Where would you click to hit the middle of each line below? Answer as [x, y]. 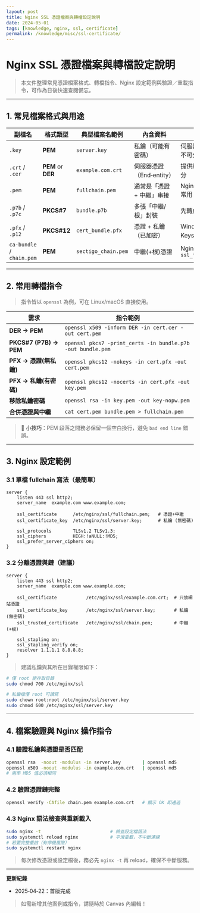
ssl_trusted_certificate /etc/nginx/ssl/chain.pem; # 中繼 [103, 623]
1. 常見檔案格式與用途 [45, 116]
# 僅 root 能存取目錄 [30, 678]
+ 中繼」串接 [151, 195]
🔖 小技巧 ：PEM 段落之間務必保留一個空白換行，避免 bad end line [101, 428]
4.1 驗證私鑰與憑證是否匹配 [45, 749]
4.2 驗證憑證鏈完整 [33, 790]
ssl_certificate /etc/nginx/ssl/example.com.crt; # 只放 [103, 598]
